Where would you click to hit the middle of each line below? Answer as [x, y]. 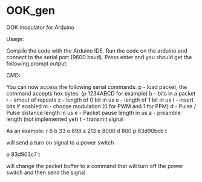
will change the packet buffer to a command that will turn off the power [95, 166]
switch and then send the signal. [47, 172]
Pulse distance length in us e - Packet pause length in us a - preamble [94, 112]
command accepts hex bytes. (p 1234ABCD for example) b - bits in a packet [101, 93]
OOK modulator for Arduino [40, 27]
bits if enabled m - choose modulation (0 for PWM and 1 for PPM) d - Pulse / [101, 106]
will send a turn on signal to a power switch [60, 142]
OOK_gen [31, 11]
